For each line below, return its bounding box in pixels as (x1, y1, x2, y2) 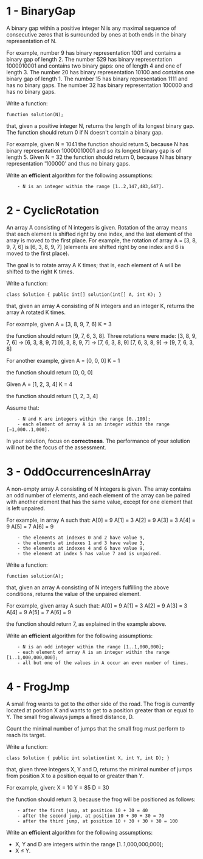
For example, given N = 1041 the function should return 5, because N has (6, 140, 189, 147)
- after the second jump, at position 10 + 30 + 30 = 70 (17, 813, 165, 819)
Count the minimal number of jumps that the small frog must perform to (6, 724, 185, 732)
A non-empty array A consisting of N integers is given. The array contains (6, 485, 191, 493)
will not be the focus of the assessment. (6, 443, 106, 451)
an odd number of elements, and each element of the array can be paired (6, 491, 190, 499)
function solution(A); (6, 573, 64, 579)
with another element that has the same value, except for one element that (6, 498, 193, 505)
